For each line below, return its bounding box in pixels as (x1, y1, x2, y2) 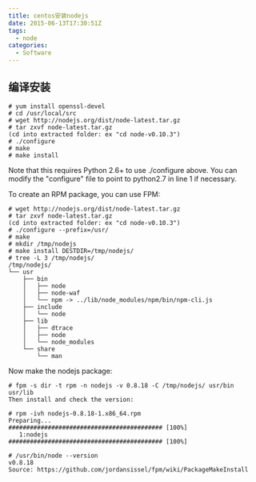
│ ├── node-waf (22, 289, 81, 297)
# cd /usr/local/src (8, 109, 78, 117)
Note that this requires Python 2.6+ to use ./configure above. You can (8, 165, 238, 175)
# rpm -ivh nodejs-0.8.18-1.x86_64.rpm (8, 409, 142, 417)
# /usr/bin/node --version (8, 452, 98, 460)
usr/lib (8, 388, 34, 396)
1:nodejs (18, 430, 48, 439)
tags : (8, 26, 26, 34)
